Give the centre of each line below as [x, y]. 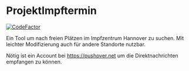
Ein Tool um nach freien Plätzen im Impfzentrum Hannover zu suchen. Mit [95, 38]
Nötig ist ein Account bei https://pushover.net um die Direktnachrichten [92, 55]
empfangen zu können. [34, 62]
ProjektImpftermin [51, 11]
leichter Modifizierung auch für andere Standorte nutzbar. [76, 44]
